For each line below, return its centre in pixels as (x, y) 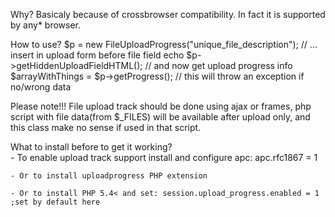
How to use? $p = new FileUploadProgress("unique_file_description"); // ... (164, 44)
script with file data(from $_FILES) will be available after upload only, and (160, 117)
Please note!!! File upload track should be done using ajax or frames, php (161, 106)
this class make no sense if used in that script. (106, 127)
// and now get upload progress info (218, 65)
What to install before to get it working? (91, 147)
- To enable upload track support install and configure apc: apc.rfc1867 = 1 (164, 157)
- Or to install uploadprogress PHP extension (109, 176)
